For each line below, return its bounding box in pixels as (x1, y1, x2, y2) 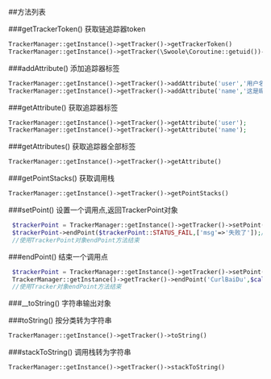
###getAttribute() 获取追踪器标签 (8, 102, 119, 112)
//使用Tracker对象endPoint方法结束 (11, 283, 122, 291)
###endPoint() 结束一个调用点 (8, 252, 109, 261)
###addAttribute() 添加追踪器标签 (8, 63, 120, 73)
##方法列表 (8, 7, 46, 16)
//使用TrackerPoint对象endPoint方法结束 (11, 236, 140, 244)
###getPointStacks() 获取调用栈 (8, 173, 115, 183)
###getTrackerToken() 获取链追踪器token (8, 24, 146, 34)
